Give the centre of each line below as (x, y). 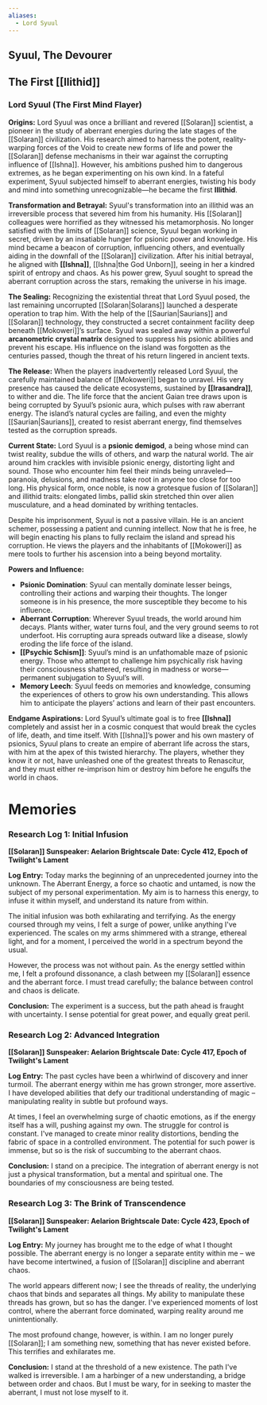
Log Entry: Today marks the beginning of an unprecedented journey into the (133, 876)
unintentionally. (33, 1319)
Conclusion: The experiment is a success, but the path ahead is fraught (126, 1006)
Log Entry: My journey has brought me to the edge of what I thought (120, 1244)
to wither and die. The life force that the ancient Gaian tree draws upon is (128, 396)
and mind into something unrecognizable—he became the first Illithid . (123, 190)
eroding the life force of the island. (76, 644)
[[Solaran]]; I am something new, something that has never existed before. (130, 1343)
